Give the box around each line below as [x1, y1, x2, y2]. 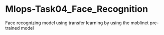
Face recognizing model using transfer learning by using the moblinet [5, 20, 149, 26]
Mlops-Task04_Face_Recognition [5, 3, 148, 15]
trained [5, 25, 20, 31]
